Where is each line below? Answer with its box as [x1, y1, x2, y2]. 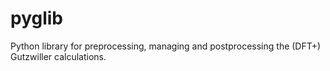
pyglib [10, 7, 64, 30]
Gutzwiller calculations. [10, 50, 107, 62]
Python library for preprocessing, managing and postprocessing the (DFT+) [10, 40, 322, 52]
